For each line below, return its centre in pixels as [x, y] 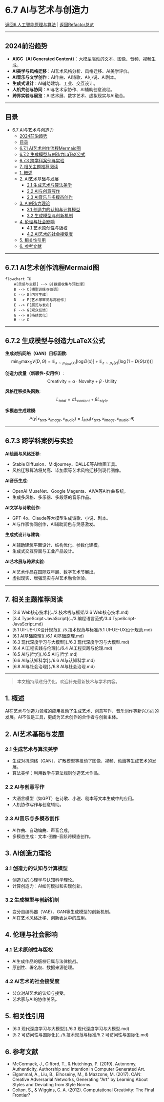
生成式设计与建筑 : [23, 534]
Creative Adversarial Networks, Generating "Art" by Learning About [80, 1079]
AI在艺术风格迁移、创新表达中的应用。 [51, 918]
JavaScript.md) [28, 624]
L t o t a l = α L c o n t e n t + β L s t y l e [82, 400]
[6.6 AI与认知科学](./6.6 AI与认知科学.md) [53, 660]
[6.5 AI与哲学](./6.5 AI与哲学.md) [45, 654]
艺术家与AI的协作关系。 [36, 999]
